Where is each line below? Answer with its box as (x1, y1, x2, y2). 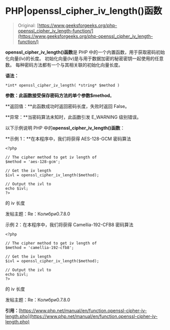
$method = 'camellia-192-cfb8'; (5, 245, 74, 250)
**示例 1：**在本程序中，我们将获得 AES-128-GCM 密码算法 (5, 135, 131, 142)
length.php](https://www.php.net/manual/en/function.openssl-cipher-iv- (5, 313, 158, 319)
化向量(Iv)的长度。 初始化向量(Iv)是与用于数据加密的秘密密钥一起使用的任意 (5, 55, 164, 62)
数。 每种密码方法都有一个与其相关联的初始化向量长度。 (5, 62, 123, 68)
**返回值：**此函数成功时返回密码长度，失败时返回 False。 (5, 103, 130, 109)
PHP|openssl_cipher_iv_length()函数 (5, 5, 162, 17)
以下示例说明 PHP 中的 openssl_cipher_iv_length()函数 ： (5, 125, 125, 131)
